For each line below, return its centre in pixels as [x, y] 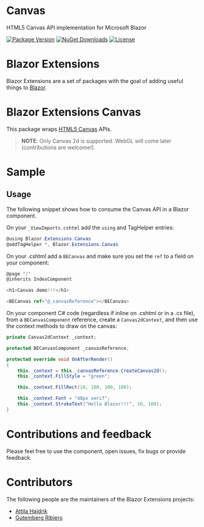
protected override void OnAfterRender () [60, 359]
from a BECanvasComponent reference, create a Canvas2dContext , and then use [102, 320]
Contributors [40, 482]
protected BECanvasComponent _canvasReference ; [68, 348]
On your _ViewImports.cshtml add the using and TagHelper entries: [90, 227]
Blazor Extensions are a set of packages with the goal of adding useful [95, 81]
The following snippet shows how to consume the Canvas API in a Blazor [98, 209]
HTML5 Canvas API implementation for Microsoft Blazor [76, 27]
